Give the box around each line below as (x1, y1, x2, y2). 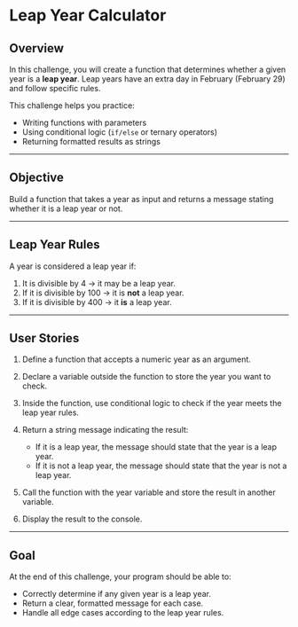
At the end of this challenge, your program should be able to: (9, 571, 232, 582)
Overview (9, 41, 65, 56)
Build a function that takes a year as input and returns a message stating (9, 193, 274, 204)
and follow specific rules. (9, 83, 101, 93)
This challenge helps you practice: (9, 100, 135, 111)
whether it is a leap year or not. (9, 203, 123, 214)
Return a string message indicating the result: (21, 425, 189, 435)
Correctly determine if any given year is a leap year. (21, 589, 211, 600)
